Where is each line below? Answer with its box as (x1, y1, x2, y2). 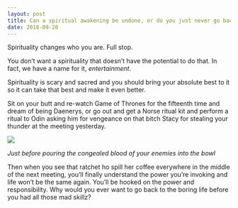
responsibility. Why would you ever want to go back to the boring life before (7, 185, 229, 194)
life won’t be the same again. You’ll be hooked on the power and (7, 178, 195, 187)
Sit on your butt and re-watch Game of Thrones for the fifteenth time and (7, 99, 220, 108)
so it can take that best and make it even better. (7, 86, 147, 94)
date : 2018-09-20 (7, 23, 59, 31)
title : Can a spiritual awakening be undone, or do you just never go (7, 17, 220, 24)
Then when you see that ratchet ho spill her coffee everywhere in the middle (7, 163, 230, 171)
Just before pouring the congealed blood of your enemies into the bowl (7, 149, 216, 158)
